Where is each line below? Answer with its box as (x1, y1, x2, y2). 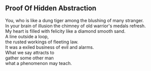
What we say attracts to (5, 49, 54, 55)
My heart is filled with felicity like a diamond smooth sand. (5, 28, 126, 34)
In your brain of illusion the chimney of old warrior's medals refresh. (5, 23, 146, 29)
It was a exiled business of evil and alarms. (5, 44, 94, 50)
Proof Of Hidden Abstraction (5, 4, 97, 13)
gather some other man (5, 55, 54, 61)
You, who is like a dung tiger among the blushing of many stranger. (5, 17, 144, 23)
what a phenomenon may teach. (5, 60, 72, 66)
